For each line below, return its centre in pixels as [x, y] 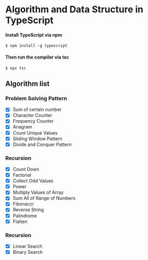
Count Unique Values [35, 133]
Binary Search [28, 252]
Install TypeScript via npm [34, 35]
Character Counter [33, 115]
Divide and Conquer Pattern [42, 144]
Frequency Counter [33, 121]
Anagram [22, 127]
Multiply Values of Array [38, 192]
